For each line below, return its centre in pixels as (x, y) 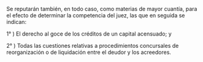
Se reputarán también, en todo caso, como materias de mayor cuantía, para (102, 9)
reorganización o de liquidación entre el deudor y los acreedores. (89, 52)
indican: (16, 22)
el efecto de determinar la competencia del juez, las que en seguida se (96, 15)
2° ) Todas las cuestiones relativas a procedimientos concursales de (93, 46)
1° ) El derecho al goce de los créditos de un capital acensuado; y (89, 34)
